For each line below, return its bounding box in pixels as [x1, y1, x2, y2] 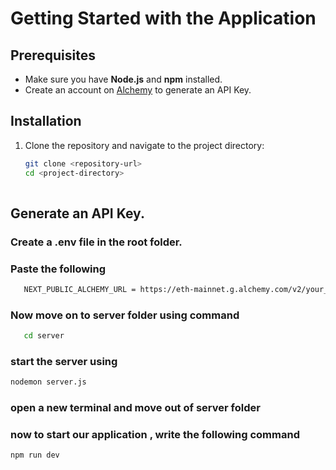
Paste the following [10, 262, 107, 276]
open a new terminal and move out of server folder [10, 401, 261, 415]
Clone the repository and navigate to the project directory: [24, 139, 265, 151]
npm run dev [10, 450, 60, 461]
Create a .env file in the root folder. [10, 235, 183, 249]
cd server [23, 331, 65, 341]
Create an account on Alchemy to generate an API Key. [24, 84, 252, 96]
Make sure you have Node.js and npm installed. [24, 73, 223, 85]
